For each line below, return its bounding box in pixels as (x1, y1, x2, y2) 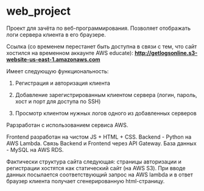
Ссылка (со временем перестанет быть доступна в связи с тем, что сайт (6, 43, 197, 50)
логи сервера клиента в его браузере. (6, 31, 107, 38)
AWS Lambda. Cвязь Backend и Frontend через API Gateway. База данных (6, 139, 197, 147)
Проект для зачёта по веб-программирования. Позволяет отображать (6, 24, 191, 32)
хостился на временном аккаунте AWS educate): (6, 49, 134, 56)
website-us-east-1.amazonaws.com (6, 56, 100, 63)
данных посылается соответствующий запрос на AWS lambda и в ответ (6, 171, 193, 178)
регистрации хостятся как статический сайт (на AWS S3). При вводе (6, 164, 186, 171)
